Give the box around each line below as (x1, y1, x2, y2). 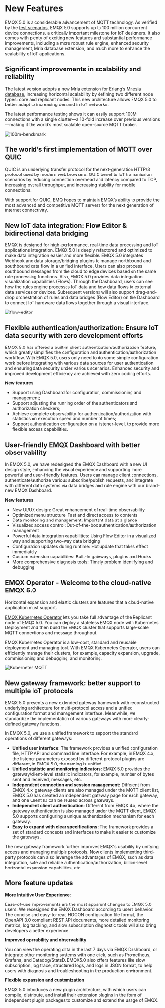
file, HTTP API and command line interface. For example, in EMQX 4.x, (12, 750, 155, 756)
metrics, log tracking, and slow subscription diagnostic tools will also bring (5, 922, 157, 928)
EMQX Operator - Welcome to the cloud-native (5, 579, 151, 587)
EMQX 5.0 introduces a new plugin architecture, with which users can (5, 987, 146, 993)
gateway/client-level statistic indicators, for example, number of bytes (12, 771, 154, 777)
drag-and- (135, 289, 157, 295)
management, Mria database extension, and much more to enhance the (5, 45, 150, 51)
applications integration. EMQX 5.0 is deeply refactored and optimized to (5, 247, 153, 253)
